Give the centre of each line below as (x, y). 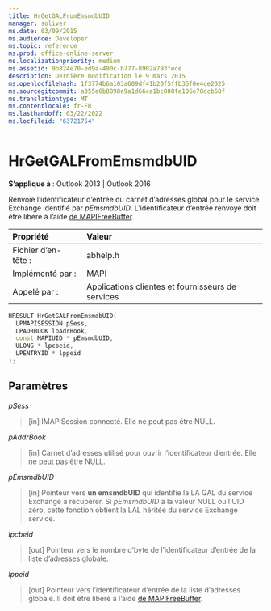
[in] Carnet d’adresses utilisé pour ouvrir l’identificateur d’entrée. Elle (142, 452)
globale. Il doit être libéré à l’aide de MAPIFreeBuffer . (115, 598)
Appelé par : (35, 291)
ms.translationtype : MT (48, 99)
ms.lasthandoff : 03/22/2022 (56, 114)
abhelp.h (102, 255)
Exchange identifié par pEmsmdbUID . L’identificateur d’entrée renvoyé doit (132, 208)
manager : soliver (38, 23)
